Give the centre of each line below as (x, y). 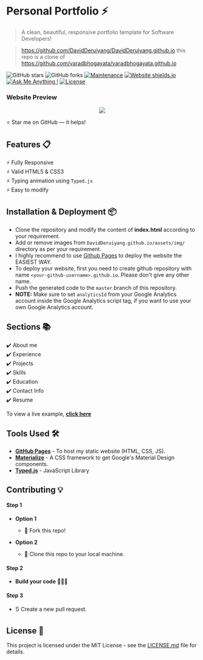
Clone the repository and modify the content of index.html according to (105, 229)
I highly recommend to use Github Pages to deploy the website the (98, 255)
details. (15, 652)
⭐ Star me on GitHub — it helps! (46, 122)
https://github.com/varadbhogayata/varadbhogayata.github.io (99, 63)
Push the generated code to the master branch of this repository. (96, 287)
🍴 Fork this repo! (45, 531)
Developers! (36, 38)
